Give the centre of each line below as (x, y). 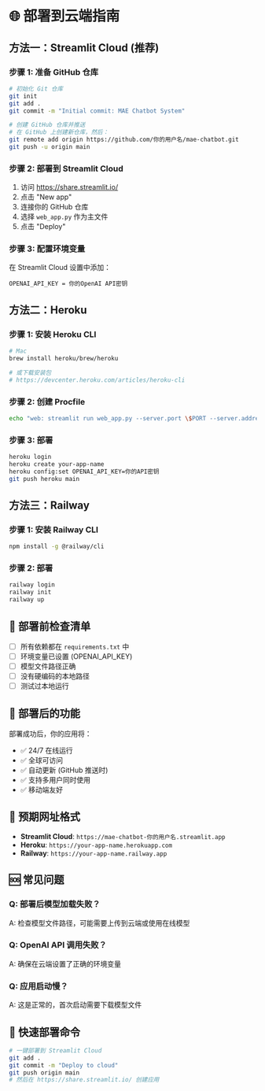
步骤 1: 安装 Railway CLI (54, 530)
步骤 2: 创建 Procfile (47, 401)
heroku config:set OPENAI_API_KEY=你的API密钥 (84, 472)
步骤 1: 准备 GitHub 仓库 (54, 72)
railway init (30, 592)
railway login (32, 585)
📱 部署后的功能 (45, 713)
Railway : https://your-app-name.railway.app (94, 853)
